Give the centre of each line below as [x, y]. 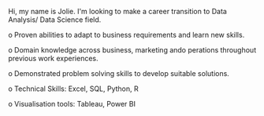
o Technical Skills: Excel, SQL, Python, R [74, 89]
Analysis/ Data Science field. [55, 20]
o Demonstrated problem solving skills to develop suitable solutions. [119, 73]
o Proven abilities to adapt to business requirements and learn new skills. [126, 35]
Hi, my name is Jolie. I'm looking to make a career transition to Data [117, 11]
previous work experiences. [53, 58]
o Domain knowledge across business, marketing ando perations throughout [132, 50]
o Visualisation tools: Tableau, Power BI [72, 104]
